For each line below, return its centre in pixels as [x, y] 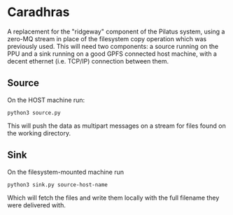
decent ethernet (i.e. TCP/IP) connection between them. [88, 61]
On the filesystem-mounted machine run [66, 172]
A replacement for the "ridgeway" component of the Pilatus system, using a [116, 31]
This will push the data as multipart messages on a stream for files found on [116, 126]
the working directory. [39, 133]
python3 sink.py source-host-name [58, 185]
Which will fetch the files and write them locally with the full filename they [113, 198]
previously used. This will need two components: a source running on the [113, 46]
